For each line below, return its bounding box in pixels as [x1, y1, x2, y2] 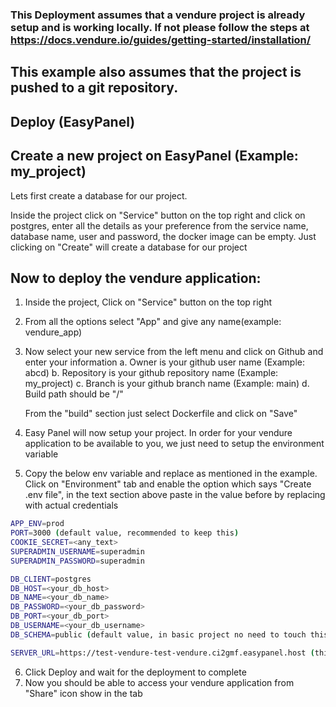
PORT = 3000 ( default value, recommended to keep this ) [10, 528, 240, 538]
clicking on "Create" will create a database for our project [10, 241, 248, 253]
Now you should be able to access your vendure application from [24, 676, 295, 688]
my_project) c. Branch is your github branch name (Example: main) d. [24, 378, 310, 390]
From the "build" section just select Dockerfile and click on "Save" [24, 408, 298, 420]
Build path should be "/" [24, 388, 124, 400]
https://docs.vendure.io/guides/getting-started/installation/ [10, 33, 312, 47]
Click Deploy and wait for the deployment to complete [24, 666, 247, 678]
